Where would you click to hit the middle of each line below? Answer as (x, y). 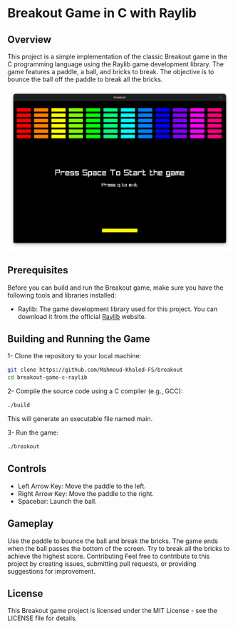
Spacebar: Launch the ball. (57, 501)
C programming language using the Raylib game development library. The (116, 64)
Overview (30, 40)
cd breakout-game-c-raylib (47, 378)
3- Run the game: (33, 432)
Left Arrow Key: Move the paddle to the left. (82, 486)
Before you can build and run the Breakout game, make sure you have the (115, 288)
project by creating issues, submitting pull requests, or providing (102, 563)
